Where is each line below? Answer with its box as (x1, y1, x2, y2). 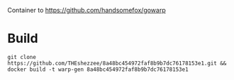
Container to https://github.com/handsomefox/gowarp (7, 6, 167, 14)
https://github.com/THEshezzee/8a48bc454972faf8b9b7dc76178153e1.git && (7, 60, 227, 67)
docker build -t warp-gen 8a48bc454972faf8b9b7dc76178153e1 (7, 66, 189, 73)
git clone (7, 53, 37, 60)
